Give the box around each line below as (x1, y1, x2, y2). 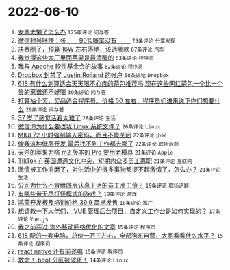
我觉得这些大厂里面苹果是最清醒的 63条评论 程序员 (17, 53, 155, 62)
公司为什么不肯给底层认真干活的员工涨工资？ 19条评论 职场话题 (17, 181, 190, 189)
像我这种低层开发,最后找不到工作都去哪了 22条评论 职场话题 (17, 139, 179, 148)
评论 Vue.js (17, 216, 49, 223)
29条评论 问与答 (25, 106, 64, 113)
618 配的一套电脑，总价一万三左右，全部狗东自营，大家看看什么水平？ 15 (17, 231, 224, 239)
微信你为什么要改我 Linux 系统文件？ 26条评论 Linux (17, 122, 161, 131)
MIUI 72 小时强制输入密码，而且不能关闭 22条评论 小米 (17, 131, 167, 139)
